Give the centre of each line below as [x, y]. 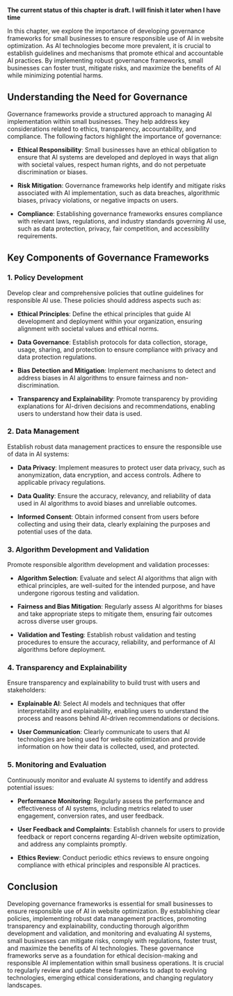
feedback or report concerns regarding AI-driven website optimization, [119, 837]
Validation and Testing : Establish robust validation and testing [106, 635]
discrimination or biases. [53, 172]
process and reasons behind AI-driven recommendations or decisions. [118, 718]
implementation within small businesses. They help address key [98, 121]
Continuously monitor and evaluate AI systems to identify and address [108, 780]
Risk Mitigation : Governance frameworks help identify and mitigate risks [121, 185]
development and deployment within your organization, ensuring [110, 321]
